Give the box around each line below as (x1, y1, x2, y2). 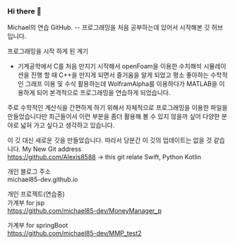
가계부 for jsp (7, 199, 45, 207)
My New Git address (22, 145, 82, 154)
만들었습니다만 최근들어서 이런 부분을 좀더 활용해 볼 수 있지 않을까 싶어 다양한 (7, 112, 220, 121)
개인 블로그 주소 (7, 167, 52, 176)
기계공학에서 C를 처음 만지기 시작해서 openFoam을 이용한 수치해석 (17, 62, 203, 71)
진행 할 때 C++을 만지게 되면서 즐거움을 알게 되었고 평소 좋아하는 (30, 71, 210, 80)
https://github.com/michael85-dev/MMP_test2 (7, 229, 143, 238)
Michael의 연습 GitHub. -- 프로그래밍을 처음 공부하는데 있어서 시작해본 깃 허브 (7, 23, 224, 32)
